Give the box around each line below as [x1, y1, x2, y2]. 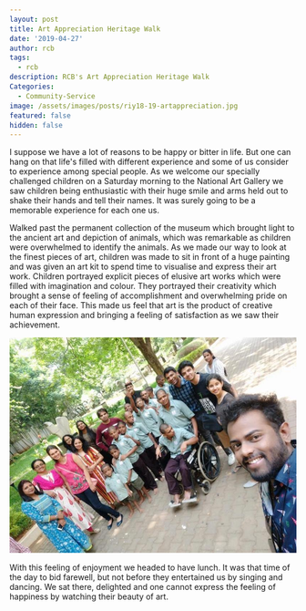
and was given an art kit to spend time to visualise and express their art [9, 261, 277, 273]
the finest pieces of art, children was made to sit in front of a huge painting [9, 252, 291, 263]
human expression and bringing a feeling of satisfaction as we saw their [9, 310, 280, 321]
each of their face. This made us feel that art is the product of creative [9, 300, 273, 311]
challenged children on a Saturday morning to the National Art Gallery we [9, 176, 284, 187]
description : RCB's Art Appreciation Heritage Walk [9, 73, 209, 82]
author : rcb [9, 44, 55, 53]
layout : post [9, 15, 59, 24]
